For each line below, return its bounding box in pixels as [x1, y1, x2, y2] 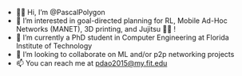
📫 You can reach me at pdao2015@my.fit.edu [15, 59, 168, 67]
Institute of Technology [15, 41, 93, 51]
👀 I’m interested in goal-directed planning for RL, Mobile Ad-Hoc [15, 16, 228, 25]
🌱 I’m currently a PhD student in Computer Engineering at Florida [15, 32, 229, 42]
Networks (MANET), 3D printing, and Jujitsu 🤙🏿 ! [15, 25, 177, 33]
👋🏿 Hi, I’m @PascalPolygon [15, 8, 105, 17]
